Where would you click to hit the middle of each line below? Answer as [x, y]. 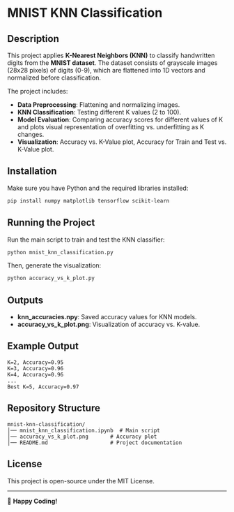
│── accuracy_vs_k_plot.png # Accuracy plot [82, 437]
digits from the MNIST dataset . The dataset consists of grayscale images [112, 63]
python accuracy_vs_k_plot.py [51, 278]
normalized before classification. [54, 78]
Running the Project [51, 222]
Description [33, 39]
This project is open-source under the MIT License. [81, 481]
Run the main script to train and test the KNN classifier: [86, 240]
